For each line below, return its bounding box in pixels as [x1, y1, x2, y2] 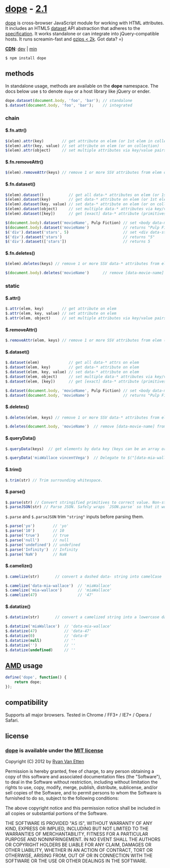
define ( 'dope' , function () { [5, 675, 67, 680]
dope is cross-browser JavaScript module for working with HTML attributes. [5, 20, 164, 26]
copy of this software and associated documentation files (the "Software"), [5, 774, 162, 780]
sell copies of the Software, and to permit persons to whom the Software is [5, 790, 162, 796]
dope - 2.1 [5, 3, 48, 15]
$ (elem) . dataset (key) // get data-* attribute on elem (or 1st [5, 197, 157, 202]
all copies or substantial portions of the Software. [5, 810, 108, 816]
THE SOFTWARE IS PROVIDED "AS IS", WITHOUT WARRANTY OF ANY [5, 820, 153, 826]
